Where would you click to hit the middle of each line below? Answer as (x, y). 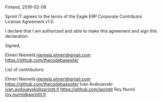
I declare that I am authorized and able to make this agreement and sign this (81, 31)
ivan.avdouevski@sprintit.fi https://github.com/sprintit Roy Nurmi (70, 89)
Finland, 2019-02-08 (26, 7)
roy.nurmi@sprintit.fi (26, 94)
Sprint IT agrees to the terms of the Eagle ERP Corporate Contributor (74, 16)
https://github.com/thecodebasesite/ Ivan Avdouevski (59, 84)
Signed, (13, 45)
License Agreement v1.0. (30, 22)
